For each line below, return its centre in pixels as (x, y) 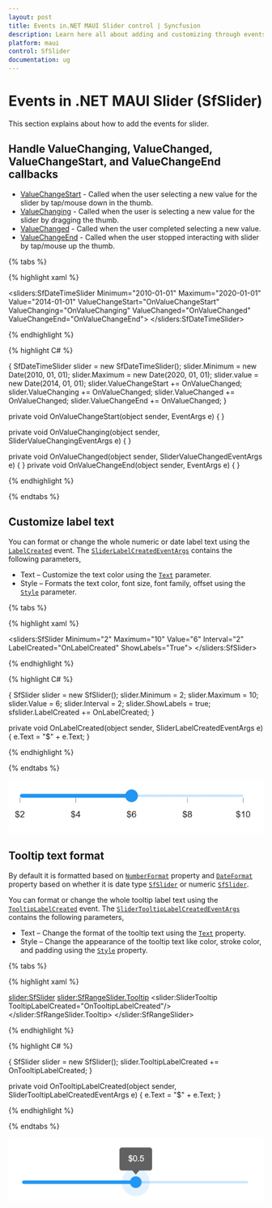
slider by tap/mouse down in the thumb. (87, 202)
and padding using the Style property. (84, 950)
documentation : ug (39, 60)
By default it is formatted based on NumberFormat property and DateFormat (131, 875)
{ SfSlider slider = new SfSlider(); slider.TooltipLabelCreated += (114, 1061)
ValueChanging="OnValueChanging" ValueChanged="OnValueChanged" (130, 310)
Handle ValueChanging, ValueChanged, (110, 149)
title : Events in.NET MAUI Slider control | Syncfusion (104, 26)
